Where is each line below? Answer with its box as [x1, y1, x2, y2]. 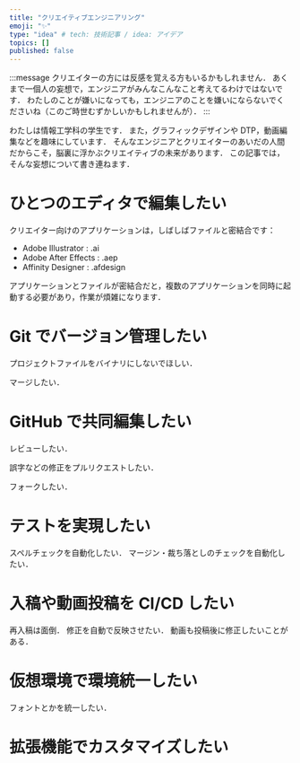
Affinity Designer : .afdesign [21, 262, 126, 273]
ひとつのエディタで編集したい [9, 194, 227, 214]
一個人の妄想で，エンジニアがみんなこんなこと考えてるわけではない [24, 83, 276, 94]
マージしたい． [9, 377, 64, 387]
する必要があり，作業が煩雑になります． [16, 292, 166, 303]
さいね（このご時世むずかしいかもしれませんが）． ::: [16, 106, 210, 117]
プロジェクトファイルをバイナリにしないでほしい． [9, 358, 198, 368]
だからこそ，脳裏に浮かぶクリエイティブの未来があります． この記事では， [9, 147, 285, 158]
